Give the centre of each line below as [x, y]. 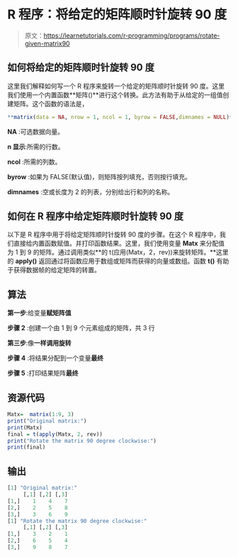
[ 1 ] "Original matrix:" [42, 488]
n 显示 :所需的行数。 [36, 147]
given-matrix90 [47, 43]
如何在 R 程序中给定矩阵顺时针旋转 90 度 [96, 216]
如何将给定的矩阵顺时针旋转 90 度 [81, 68]
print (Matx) [25, 427]
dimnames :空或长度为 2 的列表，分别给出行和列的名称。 [91, 191]
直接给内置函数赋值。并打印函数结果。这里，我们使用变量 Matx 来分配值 [119, 243]
